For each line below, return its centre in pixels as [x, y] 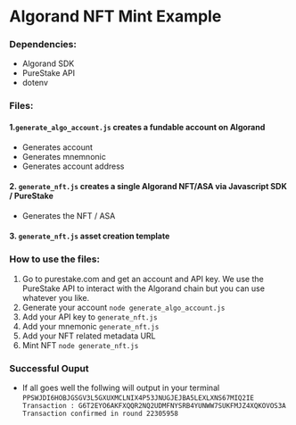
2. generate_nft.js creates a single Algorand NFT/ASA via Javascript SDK [148, 187]
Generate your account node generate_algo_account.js [123, 307]
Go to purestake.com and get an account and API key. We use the [143, 279]
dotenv [35, 83]
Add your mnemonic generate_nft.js [90, 326]
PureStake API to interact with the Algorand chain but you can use [144, 288]
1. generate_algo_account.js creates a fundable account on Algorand [137, 127]
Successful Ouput [49, 368]
